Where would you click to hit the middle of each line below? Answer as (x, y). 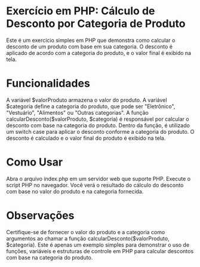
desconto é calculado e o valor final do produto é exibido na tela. (86, 138)
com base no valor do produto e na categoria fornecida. (75, 191)
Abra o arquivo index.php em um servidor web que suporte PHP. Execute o (99, 179)
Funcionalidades (48, 83)
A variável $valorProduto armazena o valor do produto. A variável (87, 100)
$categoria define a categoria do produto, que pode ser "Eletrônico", (91, 106)
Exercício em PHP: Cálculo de (81, 11)
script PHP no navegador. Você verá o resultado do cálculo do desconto (95, 185)
